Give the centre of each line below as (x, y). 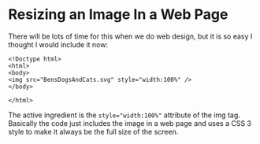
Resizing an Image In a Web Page (118, 15)
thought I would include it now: (58, 44)
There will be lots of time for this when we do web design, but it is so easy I (130, 36)
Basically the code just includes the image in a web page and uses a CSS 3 (130, 123)
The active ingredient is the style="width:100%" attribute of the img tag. (124, 115)
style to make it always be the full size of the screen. (93, 131)
